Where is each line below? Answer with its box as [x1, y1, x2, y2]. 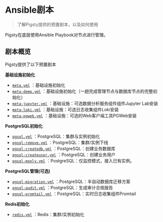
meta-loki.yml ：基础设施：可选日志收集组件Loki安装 [12, 106, 119, 112]
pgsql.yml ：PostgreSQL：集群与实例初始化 [12, 133, 100, 139]
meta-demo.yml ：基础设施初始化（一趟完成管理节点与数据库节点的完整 [12, 88, 153, 94]
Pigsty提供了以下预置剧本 [5, 61, 57, 67]
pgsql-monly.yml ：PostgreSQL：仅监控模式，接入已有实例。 [12, 158, 135, 163]
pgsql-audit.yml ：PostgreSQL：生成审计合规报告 [12, 184, 113, 190]
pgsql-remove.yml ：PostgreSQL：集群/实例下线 [12, 140, 108, 145]
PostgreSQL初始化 [5, 123, 43, 129]
